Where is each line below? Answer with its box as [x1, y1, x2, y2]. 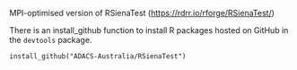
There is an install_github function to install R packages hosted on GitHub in [9, 25, 289, 35]
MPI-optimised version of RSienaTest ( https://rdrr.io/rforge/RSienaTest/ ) [9, 8, 275, 18]
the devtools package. [9, 35, 92, 45]
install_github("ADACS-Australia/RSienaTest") [9, 52, 187, 61]
